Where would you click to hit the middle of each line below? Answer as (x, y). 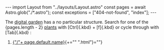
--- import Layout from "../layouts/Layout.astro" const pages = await (75, 7)
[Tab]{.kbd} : (18, 32)
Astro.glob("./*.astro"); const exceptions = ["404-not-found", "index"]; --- (81, 12)
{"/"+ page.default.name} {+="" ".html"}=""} (57, 42)
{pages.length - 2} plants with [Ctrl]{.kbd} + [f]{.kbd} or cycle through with (82, 27)
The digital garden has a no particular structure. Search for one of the (77, 22)
